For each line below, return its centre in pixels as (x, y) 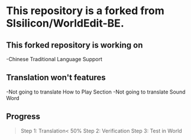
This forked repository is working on (75, 45)
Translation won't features (56, 78)
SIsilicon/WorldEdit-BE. (65, 23)
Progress (23, 117)
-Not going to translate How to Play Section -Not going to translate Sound (96, 92)
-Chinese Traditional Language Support (54, 59)
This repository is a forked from (85, 11)
